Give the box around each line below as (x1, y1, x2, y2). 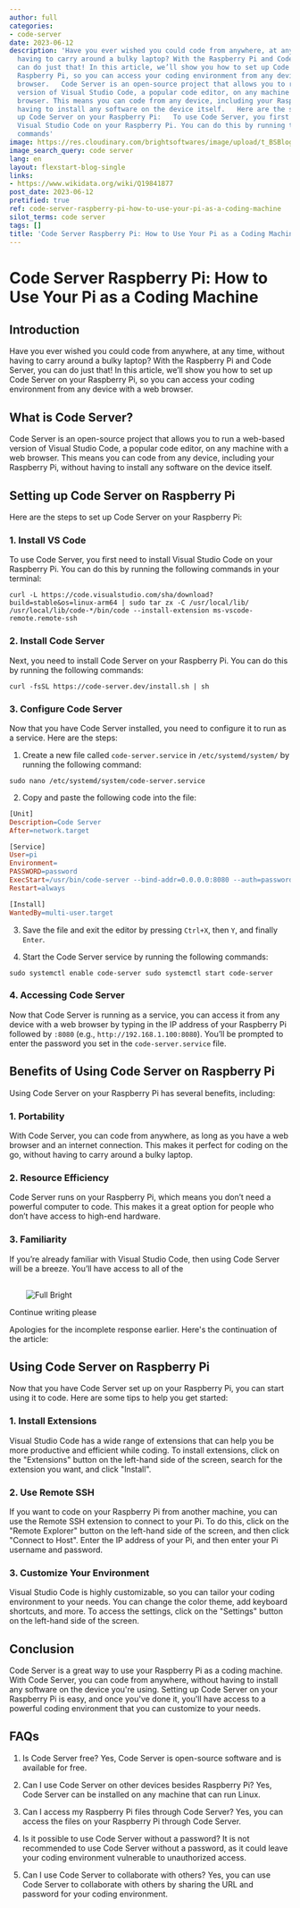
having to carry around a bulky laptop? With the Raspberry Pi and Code (9, 355, 272, 367)
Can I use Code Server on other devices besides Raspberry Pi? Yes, (21, 1779, 272, 1790)
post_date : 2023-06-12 (9, 188, 94, 197)
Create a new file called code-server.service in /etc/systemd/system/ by (21, 749, 290, 760)
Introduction (9, 322, 80, 337)
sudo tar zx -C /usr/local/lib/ (129, 598, 250, 608)
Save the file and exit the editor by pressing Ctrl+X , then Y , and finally (21, 924, 279, 935)
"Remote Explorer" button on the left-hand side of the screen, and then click (9, 1525, 290, 1536)
